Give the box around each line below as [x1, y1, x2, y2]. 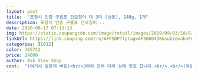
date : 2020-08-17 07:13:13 [6, 25, 72, 31]
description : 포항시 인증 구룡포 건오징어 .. [6, 19, 105, 25]
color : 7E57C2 [6, 47, 41, 53]
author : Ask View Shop [6, 57, 62, 63]
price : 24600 [6, 52, 38, 58]
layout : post [6, 8, 38, 15]
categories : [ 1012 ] [6, 42, 54, 48]
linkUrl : [6, 36, 28, 42]
